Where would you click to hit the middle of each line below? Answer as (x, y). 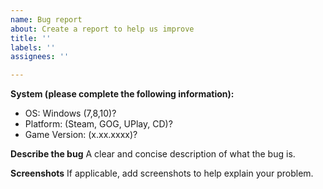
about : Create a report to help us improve (102, 29)
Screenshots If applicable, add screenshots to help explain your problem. (162, 173)
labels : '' (33, 47)
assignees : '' (40, 57)
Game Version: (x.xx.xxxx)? (81, 135)
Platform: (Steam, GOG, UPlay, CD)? (98, 124)
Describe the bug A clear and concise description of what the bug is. (153, 154)
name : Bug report (46, 19)
